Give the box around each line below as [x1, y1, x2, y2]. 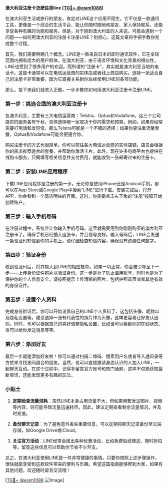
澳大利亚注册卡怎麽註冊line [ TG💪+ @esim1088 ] [5, 5, 104, 10]
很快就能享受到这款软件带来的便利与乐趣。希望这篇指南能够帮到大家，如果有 [5, 461, 163, 467]
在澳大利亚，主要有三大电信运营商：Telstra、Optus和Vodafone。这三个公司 [5, 112, 161, 119]
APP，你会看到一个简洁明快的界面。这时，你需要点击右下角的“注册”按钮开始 [5, 193, 162, 199]
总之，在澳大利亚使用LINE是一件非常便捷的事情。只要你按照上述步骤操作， [5, 455, 159, 461]
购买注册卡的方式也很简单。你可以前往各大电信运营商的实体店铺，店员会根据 [5, 142, 163, 148]
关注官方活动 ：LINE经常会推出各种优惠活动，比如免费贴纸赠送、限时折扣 [12, 438, 162, 444]
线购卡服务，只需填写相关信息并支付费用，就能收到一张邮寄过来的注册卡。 [5, 154, 158, 160]
